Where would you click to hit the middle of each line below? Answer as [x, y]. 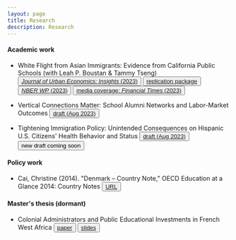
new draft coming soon [51, 145]
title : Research [31, 20]
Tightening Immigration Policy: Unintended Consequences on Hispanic [120, 128]
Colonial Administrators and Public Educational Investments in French [119, 219]
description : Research [41, 27]
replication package [172, 81]
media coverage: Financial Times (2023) [129, 90]
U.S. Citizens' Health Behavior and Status [78, 136]
